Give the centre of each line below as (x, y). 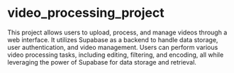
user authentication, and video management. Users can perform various (113, 47)
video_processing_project (86, 13)
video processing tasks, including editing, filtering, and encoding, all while (116, 55)
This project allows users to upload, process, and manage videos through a (117, 32)
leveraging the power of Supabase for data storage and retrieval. (102, 62)
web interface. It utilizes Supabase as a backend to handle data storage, (113, 39)
